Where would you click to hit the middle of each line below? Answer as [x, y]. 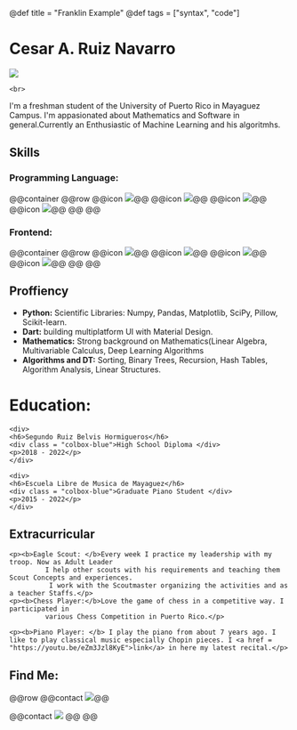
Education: [50, 405]
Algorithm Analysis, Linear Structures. [92, 369]
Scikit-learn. [44, 322]
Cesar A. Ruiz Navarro [92, 49]
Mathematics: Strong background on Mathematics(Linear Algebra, [144, 341]
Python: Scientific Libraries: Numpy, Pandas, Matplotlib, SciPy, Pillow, [150, 312]
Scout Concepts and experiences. [71, 578]
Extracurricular [52, 535]
